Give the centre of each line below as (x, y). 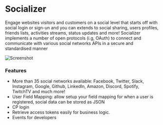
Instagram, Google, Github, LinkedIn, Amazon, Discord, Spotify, (76, 86)
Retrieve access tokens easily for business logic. (61, 112)
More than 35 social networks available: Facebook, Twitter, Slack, (78, 81)
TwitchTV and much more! (39, 92)
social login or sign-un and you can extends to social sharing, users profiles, (82, 27)
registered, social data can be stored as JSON (58, 102)
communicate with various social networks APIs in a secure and (69, 43)
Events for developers (34, 118)
